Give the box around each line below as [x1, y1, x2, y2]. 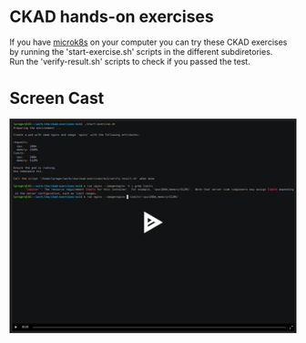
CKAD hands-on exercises [9, 6, 214, 27]
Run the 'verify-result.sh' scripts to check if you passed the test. [9, 56, 250, 67]
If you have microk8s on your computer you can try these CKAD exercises [9, 36, 288, 47]
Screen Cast [9, 88, 105, 109]
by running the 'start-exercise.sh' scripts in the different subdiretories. [9, 46, 273, 57]
